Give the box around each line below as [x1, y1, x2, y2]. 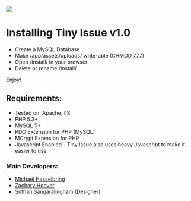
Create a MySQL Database [14, 45, 80, 53]
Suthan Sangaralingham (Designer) [14, 188, 101, 196]
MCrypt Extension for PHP [14, 134, 79, 142]
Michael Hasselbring [14, 175, 65, 183]
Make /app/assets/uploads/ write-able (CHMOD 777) [14, 52, 144, 59]
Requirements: [6, 93, 62, 103]
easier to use [14, 147, 47, 154]
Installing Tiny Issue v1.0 [6, 26, 131, 40]
